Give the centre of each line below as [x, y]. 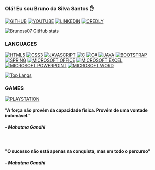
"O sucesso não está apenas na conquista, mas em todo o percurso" [78, 151]
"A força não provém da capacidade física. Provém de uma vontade [77, 110]
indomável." [18, 116]
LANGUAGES [21, 44]
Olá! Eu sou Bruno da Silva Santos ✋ [50, 8]
